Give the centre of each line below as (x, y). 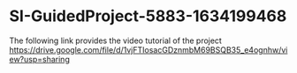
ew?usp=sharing (40, 59)
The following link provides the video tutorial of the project (116, 40)
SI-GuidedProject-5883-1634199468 (148, 16)
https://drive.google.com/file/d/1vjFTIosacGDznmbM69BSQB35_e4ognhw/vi (148, 49)
